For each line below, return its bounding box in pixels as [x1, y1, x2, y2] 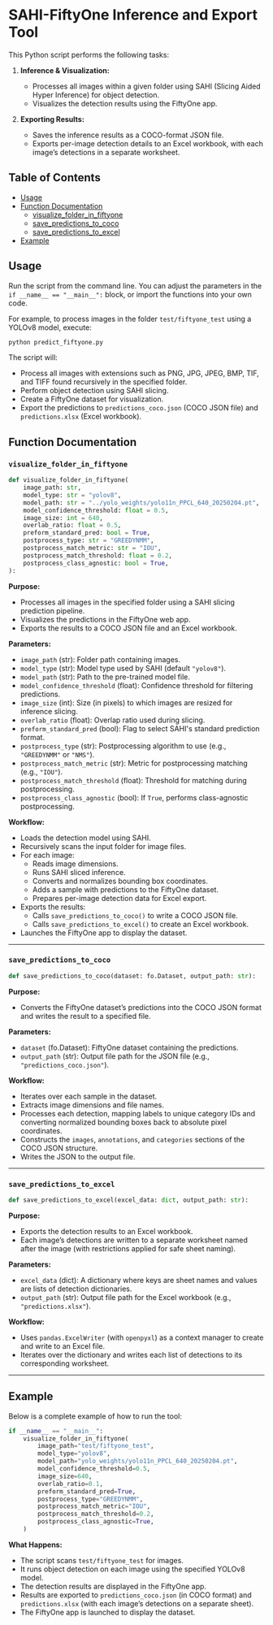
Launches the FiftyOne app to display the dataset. [19, 928, 188, 938]
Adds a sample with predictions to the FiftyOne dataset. [32, 884, 219, 895]
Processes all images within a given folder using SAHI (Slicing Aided [32, 81, 262, 91]
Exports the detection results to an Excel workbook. [19, 1226, 193, 1236]
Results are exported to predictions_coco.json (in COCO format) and [19, 1590, 252, 1600]
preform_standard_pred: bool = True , [23, 529, 151, 537]
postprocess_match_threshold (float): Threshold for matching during [19, 775, 248, 785]
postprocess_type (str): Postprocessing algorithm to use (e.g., [19, 741, 227, 751]
